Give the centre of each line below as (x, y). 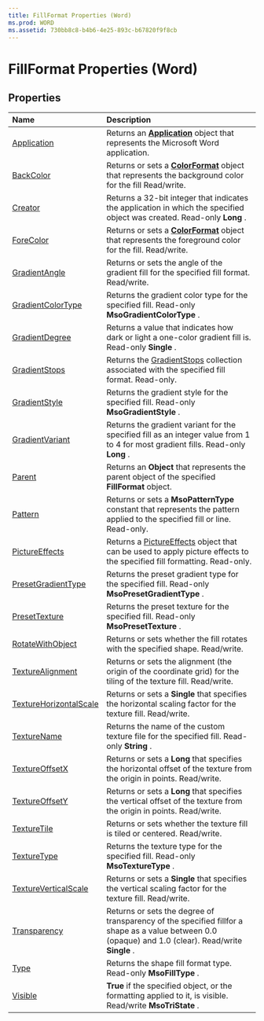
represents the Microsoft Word (163, 143)
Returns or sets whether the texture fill (177, 824)
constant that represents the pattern (172, 509)
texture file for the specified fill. (163, 736)
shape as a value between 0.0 (161, 931)
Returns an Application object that (170, 133)
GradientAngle (39, 273)
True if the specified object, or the (169, 986)
